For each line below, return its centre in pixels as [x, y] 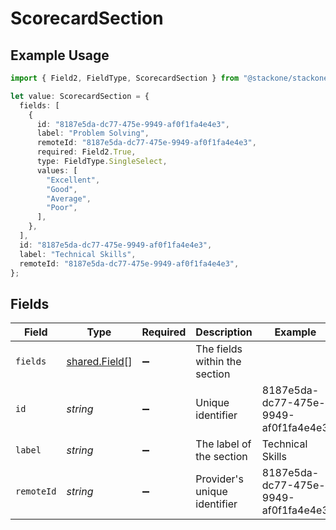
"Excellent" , [73, 180]
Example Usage [60, 55]
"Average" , [69, 198]
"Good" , [62, 189]
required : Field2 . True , [86, 152]
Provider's [219, 479]
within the [218, 362]
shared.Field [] [99, 362]
